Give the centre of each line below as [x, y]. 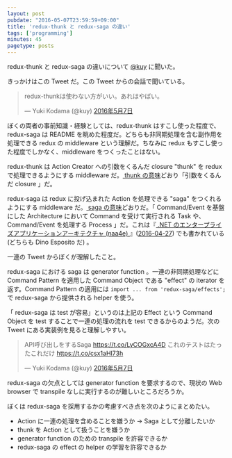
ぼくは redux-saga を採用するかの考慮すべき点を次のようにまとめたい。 [110, 406]
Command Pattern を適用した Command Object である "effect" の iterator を [116, 280]
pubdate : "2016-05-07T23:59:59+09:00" [63, 20]
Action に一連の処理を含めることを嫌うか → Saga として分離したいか [116, 421]
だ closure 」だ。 [32, 184]
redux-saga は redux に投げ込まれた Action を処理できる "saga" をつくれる [115, 198]
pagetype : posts [31, 46]
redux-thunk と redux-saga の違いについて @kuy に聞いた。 [93, 66]
